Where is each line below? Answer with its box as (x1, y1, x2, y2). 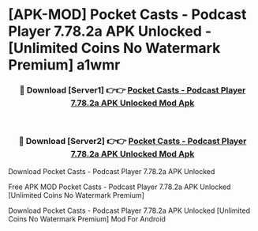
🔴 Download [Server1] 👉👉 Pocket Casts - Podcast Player (19, 85, 246, 96)
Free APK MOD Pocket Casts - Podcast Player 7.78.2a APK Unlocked (8, 182, 231, 191)
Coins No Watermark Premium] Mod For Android (8, 214, 166, 223)
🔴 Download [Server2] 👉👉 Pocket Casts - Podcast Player (18, 136, 247, 147)
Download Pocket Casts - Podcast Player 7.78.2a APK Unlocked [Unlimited (8, 206, 251, 215)
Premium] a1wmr (8, 56, 121, 74)
